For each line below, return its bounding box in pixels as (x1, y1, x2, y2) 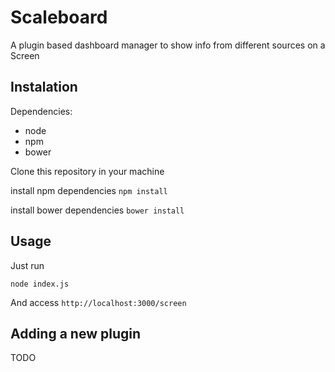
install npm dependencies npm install (10, 184, 168, 196)
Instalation (10, 79, 78, 96)
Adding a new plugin (10, 325, 142, 342)
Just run (10, 259, 45, 271)
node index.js (10, 279, 70, 289)
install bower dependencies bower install (10, 204, 185, 216)
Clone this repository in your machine (10, 165, 165, 177)
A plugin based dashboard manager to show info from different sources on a (10, 39, 326, 51)
